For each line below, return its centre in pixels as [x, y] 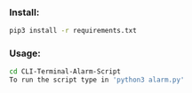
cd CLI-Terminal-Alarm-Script [65, 72]
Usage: [25, 53]
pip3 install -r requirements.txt [73, 31]
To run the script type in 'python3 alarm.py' [97, 80]
